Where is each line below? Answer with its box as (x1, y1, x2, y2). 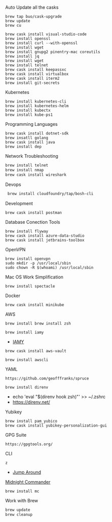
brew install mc (5, 489, 39, 494)
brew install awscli (5, 357, 49, 363)
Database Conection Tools (5, 219, 61, 225)
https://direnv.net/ (12, 399, 50, 405)
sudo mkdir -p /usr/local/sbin (5, 261, 71, 266)
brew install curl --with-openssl (5, 40, 78, 45)
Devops (5, 181, 21, 187)
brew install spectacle (5, 284, 55, 289)
